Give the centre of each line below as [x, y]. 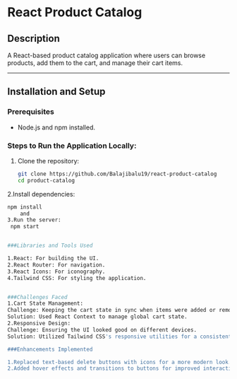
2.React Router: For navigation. [56, 265]
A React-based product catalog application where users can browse [107, 55]
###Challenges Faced [38, 297]
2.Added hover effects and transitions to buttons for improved [104, 368]
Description [34, 39]
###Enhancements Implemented [50, 349]
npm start [25, 227]
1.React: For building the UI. [53, 259]
